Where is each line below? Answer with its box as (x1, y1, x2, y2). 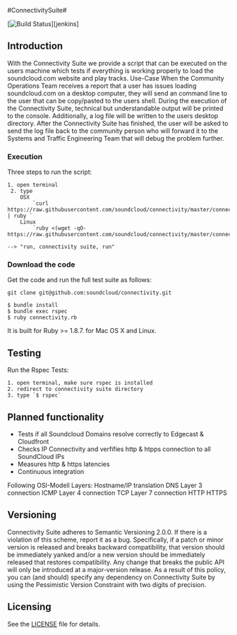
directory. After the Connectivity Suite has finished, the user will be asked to (7, 119, 229, 127)
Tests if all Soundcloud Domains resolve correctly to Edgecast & (17, 430, 205, 438)
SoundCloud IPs (17, 453, 65, 461)
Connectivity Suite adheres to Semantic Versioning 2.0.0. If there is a (7, 528, 207, 536)
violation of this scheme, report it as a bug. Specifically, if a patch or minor (7, 535, 224, 544)
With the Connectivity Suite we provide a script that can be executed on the (7, 59, 227, 67)
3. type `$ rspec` (7, 392, 61, 399)
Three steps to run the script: (7, 168, 92, 176)
